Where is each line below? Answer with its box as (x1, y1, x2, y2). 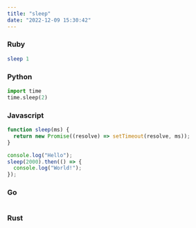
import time (7, 88, 42, 95)
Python (7, 72, 33, 81)
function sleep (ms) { (7, 127, 70, 133)
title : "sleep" (7, 10, 51, 17)
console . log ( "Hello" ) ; (7, 152, 73, 158)
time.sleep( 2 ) (7, 94, 48, 101)
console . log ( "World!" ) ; (13, 165, 82, 172)
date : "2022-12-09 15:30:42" (7, 17, 91, 24)
